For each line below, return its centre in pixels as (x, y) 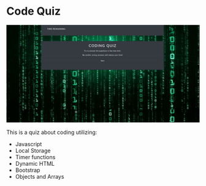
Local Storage (33, 151)
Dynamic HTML (35, 164)
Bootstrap (28, 170)
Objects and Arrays (40, 177)
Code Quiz (34, 11)
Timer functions (35, 157)
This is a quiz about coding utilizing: (52, 132)
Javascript (29, 144)
